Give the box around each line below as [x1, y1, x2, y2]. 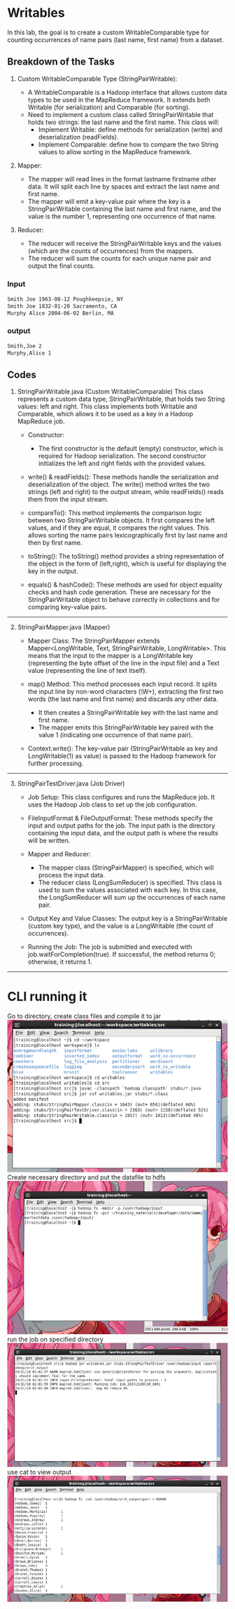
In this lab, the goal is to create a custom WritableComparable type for [7, 28, 210, 36]
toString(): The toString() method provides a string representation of [27, 552, 225, 561]
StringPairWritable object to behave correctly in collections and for [27, 596, 220, 604]
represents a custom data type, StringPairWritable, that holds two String [17, 395, 225, 404]
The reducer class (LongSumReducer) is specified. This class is [38, 878, 222, 887]
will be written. [27, 836, 71, 845]
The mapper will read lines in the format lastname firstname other [27, 174, 217, 183]
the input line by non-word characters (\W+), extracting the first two [27, 687, 224, 696]
